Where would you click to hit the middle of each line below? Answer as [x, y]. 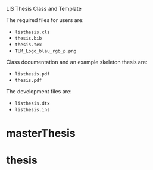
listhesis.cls [32, 32]
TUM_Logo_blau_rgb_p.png [46, 51]
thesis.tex [28, 45]
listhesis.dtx [32, 103]
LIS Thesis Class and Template [44, 9]
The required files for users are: [45, 20]
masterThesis [41, 133]
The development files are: [39, 91]
